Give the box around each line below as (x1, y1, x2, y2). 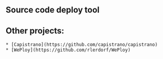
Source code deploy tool (5, 5, 100, 15)
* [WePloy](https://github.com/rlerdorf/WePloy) (5, 47, 131, 54)
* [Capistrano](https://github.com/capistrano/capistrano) (5, 42, 158, 48)
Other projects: (5, 26, 65, 36)
